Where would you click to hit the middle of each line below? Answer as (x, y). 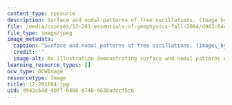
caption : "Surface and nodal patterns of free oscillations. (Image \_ (117, 46)
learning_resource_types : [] (49, 65)
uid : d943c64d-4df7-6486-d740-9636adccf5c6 (71, 90)
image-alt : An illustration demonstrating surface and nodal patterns (117, 59)
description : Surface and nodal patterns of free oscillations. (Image (112, 20)
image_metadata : (30, 39)
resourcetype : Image (37, 78)
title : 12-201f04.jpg (38, 84)
